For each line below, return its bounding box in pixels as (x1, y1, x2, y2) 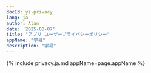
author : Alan (6, 20, 39, 26)
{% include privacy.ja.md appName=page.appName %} (6, 59, 146, 67)
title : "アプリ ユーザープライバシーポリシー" (6, 32, 110, 38)
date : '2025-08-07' (6, 26, 56, 32)
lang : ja (6, 15, 29, 21)
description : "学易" (6, 43, 56, 49)
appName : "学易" (6, 37, 45, 43)
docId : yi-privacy (6, 9, 53, 15)
